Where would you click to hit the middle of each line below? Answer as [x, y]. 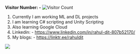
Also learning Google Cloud [40, 27]
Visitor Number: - [23, 7]
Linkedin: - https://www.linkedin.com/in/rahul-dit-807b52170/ [73, 32]
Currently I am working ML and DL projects [55, 17]
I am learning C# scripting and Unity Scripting [58, 22]
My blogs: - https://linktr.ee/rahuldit [48, 37]
